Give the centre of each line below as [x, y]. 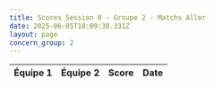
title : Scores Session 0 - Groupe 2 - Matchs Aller [107, 17]
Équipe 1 [33, 73]
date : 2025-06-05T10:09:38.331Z [69, 26]
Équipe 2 [81, 73]
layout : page [34, 34]
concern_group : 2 [42, 43]
